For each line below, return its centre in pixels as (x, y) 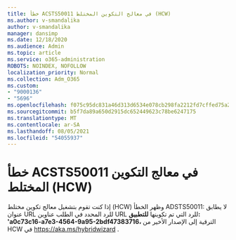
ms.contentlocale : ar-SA (44, 125)
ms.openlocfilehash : (38, 105)
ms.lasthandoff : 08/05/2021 (48, 131)
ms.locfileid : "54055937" (45, 138)
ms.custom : (23, 86)
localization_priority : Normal (53, 72)
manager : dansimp (33, 33)
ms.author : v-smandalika (44, 20)
